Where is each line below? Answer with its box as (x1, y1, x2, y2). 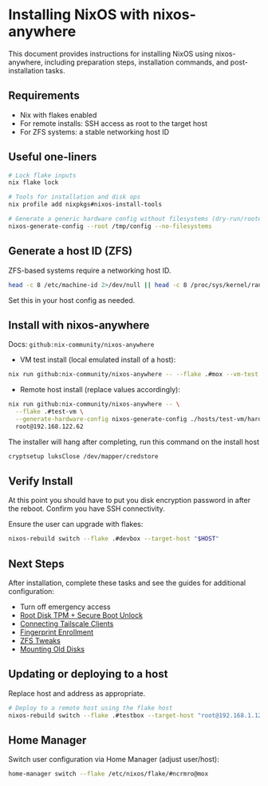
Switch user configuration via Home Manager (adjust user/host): (8, 755, 219, 764)
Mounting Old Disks (19, 644, 85, 654)
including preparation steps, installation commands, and (44, 57, 229, 67)
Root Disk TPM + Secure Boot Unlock (19, 611, 144, 620)
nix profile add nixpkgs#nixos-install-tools (8, 201, 162, 209)
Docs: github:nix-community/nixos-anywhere (8, 340, 155, 349)
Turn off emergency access (19, 602, 111, 611)
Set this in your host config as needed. (8, 295, 136, 305)
